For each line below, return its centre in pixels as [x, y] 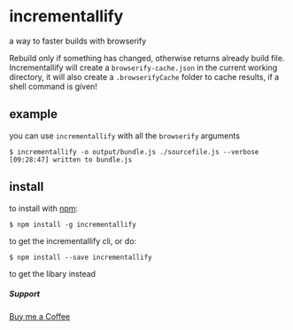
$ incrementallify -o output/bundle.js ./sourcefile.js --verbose [134, 152]
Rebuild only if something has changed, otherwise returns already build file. [147, 58]
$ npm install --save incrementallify [81, 257]
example [34, 114]
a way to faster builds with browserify [78, 41]
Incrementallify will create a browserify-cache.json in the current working [143, 67]
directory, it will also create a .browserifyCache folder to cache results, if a [144, 76]
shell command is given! [53, 86]
